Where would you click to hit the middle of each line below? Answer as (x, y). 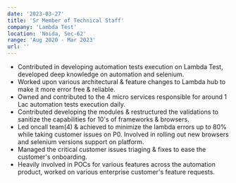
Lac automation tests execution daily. (71, 104)
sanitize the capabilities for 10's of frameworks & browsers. (103, 119)
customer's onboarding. (52, 157)
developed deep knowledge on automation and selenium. (101, 74)
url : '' (19, 47)
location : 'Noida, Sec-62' (47, 34)
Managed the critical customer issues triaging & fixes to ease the (112, 149)
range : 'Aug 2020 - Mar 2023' (52, 40)
